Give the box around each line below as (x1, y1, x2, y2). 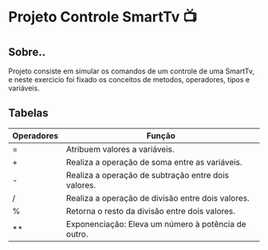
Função (146, 130, 175, 141)
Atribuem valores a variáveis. (66, 143, 175, 154)
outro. (66, 228, 89, 240)
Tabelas (8, 106, 49, 120)
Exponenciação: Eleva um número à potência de (66, 218, 246, 229)
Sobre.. (8, 45, 46, 58)
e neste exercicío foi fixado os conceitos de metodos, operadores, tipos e (8, 75, 250, 84)
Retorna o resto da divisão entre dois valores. (66, 205, 236, 216)
